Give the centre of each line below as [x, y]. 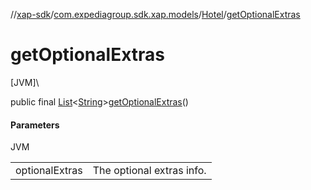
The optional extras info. [149, 171]
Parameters [35, 125]
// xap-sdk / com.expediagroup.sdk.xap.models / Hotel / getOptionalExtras [155, 14]
